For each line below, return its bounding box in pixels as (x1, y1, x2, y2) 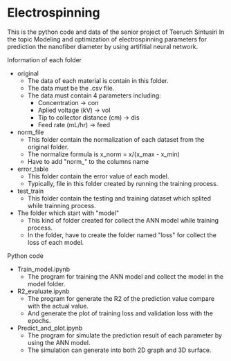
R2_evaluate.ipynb (17, 287, 70, 295)
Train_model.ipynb (17, 265, 71, 273)
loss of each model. (27, 238, 84, 246)
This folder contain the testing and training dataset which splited (27, 194, 212, 202)
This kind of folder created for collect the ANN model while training (27, 216, 219, 224)
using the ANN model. (27, 338, 91, 346)
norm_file (17, 128, 44, 136)
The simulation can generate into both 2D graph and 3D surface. (27, 346, 212, 354)
